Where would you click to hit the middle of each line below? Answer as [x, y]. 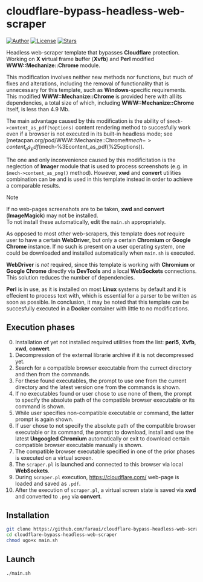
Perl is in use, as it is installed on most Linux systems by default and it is [96, 289]
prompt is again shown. [44, 419]
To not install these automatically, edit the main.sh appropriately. [86, 221]
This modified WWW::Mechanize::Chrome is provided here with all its [94, 96]
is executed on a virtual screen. [54, 457]
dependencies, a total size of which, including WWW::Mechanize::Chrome [100, 103]
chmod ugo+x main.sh [32, 541]
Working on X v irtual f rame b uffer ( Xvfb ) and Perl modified [80, 59]
